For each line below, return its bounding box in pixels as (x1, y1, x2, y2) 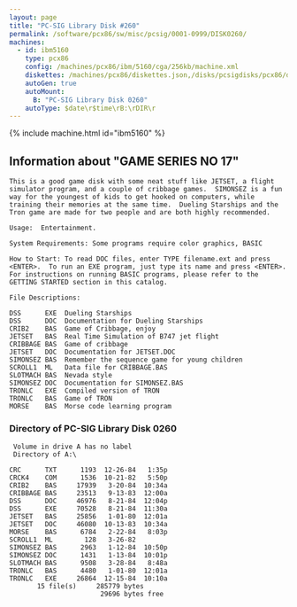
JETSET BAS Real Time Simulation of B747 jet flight (9, 332, 219, 341)
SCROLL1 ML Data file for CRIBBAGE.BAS (9, 363, 168, 372)
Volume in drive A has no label (12, 442, 133, 452)
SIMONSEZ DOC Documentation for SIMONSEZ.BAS (9, 378, 184, 388)
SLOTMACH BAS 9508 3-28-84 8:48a (9, 559, 168, 568)
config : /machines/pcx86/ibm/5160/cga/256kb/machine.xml (25, 63, 240, 72)
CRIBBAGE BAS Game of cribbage (9, 340, 128, 349)
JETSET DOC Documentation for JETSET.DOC (9, 347, 176, 357)
